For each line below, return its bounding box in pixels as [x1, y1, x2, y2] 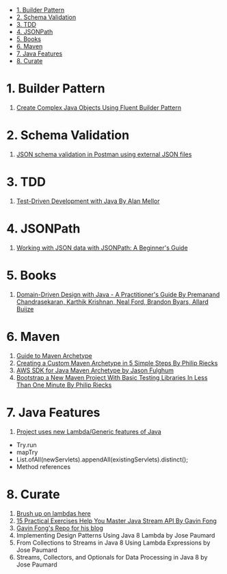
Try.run [16, 440, 37, 449]
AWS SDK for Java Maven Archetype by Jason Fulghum [16, 366, 174, 374]
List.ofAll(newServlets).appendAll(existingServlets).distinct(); [16, 455, 189, 464]
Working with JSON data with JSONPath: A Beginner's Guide [16, 243, 189, 252]
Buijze [16, 304, 34, 313]
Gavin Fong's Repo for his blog [16, 524, 104, 532]
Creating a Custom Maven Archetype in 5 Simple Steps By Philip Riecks [16, 359, 218, 367]
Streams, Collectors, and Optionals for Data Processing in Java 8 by [16, 553, 208, 561]
